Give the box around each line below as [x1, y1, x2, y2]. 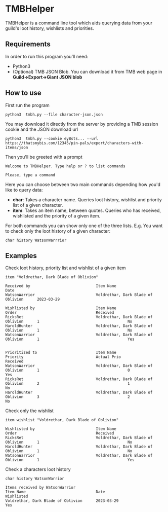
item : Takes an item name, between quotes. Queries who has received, [12, 207, 161, 213]
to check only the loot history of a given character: [5, 228, 111, 234]
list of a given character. [12, 202, 63, 208]
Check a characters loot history [5, 466, 71, 472]
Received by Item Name [5, 283, 116, 289]
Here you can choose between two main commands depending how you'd [5, 181, 161, 188]
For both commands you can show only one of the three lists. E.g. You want [5, 223, 163, 229]
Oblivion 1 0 [5, 368, 130, 373]
